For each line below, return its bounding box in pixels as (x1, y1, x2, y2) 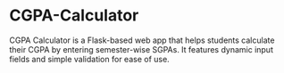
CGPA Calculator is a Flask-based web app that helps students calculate (9, 35, 275, 45)
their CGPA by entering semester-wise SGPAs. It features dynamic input (9, 44, 274, 54)
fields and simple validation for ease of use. (9, 53, 170, 64)
